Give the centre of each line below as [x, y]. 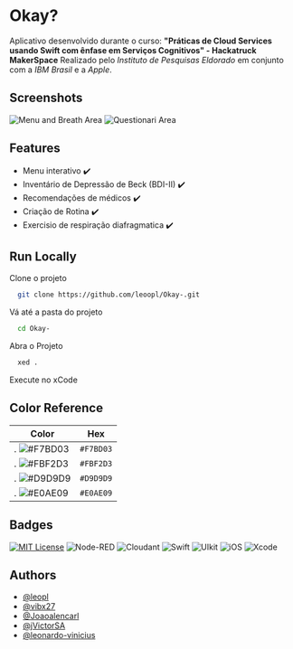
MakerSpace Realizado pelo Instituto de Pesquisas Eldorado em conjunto [147, 60]
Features [35, 149]
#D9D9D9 [96, 478]
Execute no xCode [44, 380]
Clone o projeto [38, 278]
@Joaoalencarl [51, 616]
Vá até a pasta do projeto [56, 312]
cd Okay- [34, 329]
